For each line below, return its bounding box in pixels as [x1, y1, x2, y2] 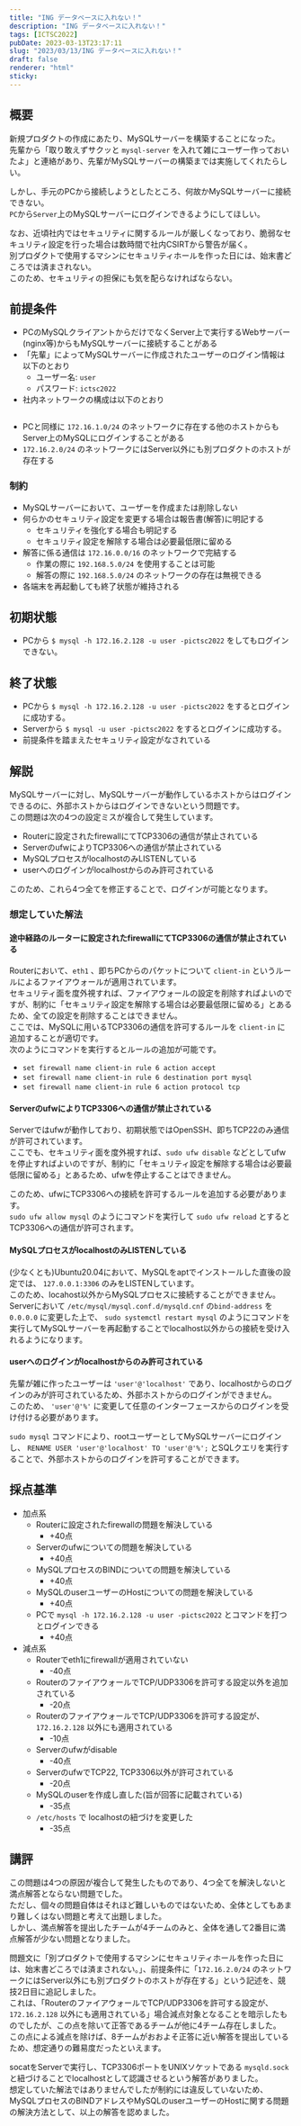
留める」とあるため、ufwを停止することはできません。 [32, 1169, 236, 1180]
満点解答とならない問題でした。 [9, 1888, 128, 1899]
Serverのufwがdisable [35, 1743, 118, 1755]
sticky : [9, 72, 39, 81]
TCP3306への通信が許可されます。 [9, 1222, 139, 1233]
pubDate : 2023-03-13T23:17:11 [9, 38, 123, 48]
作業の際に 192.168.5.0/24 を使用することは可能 [35, 558, 216, 569]
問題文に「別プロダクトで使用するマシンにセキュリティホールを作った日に [9, 1952, 285, 1963]
